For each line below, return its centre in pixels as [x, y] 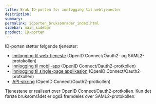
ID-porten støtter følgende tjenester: [41, 46]
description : [18, 14]
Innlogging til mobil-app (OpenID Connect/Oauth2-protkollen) [74, 66]
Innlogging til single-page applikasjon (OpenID [59, 71]
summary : [14, 19]
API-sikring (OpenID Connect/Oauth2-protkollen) [61, 82]
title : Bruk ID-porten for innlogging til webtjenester [63, 10]
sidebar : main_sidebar [28, 28]
